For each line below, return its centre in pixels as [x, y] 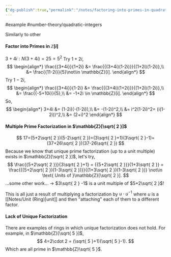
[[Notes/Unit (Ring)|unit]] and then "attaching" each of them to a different [82, 199]
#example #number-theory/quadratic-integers [54, 24]
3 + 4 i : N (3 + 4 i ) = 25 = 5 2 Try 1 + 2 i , [45, 58]
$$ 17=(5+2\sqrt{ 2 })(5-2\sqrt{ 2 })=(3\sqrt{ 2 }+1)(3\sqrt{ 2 [80, 137]
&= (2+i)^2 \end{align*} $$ [94, 115]
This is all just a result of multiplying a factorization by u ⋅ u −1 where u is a [82, 193]
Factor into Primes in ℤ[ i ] [32, 46]
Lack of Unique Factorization [36, 216]
